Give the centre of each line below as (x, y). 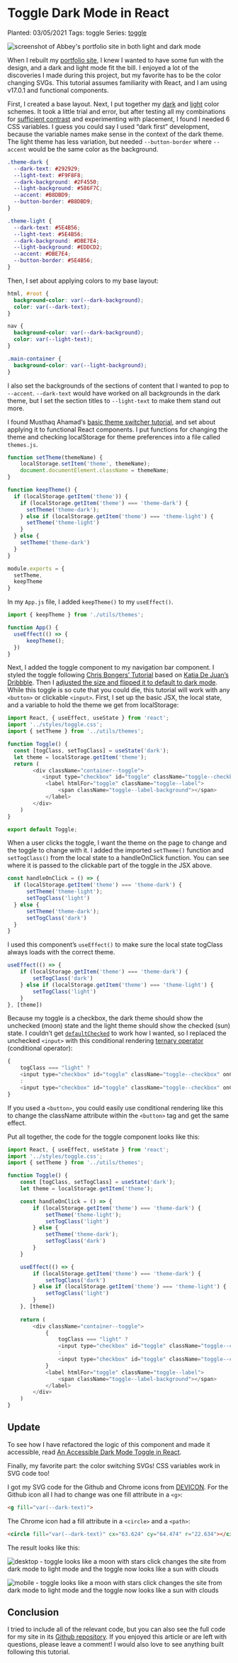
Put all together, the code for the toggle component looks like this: (104, 1137)
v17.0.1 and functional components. (58, 90)
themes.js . (23, 444)
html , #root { (28, 293)
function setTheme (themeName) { (55, 457)
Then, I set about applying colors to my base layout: (83, 281)
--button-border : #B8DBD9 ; (53, 202)
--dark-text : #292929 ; (47, 169)
